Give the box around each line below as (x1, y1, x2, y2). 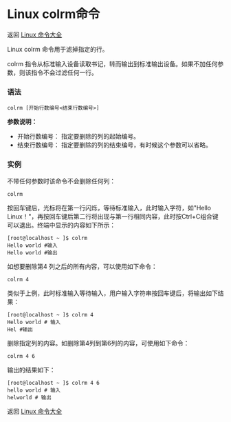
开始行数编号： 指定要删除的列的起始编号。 (16, 132, 140, 141)
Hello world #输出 (7, 249, 58, 256)
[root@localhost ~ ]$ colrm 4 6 (7, 379, 100, 386)
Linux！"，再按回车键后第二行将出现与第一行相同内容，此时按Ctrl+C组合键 (7, 212, 219, 221)
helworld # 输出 (7, 394, 52, 401)
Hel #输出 (7, 325, 33, 333)
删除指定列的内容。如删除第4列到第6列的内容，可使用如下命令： (7, 339, 190, 347)
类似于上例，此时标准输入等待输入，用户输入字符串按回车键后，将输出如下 (7, 289, 218, 297)
